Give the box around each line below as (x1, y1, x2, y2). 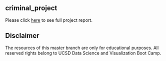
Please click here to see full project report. (5, 17, 92, 23)
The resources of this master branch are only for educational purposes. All (5, 45, 159, 51)
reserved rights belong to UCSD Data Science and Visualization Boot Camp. (5, 50, 161, 56)
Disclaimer (5, 32, 39, 40)
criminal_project (5, 4, 57, 12)
